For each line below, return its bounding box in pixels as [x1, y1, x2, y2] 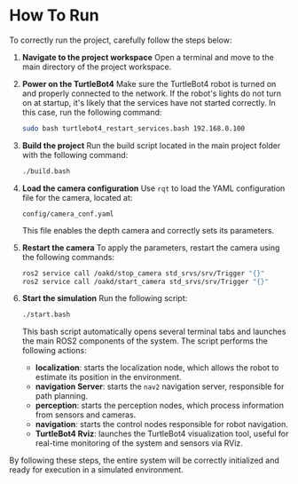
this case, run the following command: [21, 107, 162, 117]
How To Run [9, 5, 99, 26]
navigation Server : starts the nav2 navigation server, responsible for [35, 381, 285, 392]
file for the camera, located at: [21, 192, 133, 202]
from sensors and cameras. [35, 409, 137, 420]
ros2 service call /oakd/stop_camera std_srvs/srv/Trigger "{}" [21, 268, 265, 278]
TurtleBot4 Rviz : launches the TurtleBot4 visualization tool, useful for [35, 428, 289, 440]
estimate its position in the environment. [35, 372, 182, 383]
